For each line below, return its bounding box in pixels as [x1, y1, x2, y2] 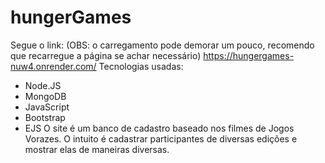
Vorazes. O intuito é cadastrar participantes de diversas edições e [24, 132, 298, 145]
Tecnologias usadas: [98, 60, 184, 72]
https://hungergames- [203, 49, 295, 61]
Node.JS [24, 79, 62, 91]
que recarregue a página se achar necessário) [10, 49, 202, 61]
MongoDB [24, 90, 67, 102]
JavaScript [24, 101, 70, 113]
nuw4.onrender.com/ [10, 60, 97, 72]
